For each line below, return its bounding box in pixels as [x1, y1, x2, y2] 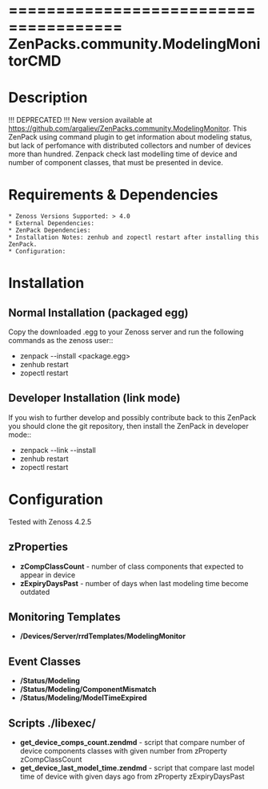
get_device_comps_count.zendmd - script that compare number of [19, 738, 246, 747]
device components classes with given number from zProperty [19, 747, 228, 756]
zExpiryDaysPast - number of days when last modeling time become [19, 578, 249, 588]
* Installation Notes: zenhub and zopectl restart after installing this [8, 233, 260, 241]
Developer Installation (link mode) [8, 391, 181, 405]
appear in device [19, 570, 76, 580]
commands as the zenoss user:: [8, 336, 114, 346]
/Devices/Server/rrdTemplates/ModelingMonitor [19, 631, 186, 641]
